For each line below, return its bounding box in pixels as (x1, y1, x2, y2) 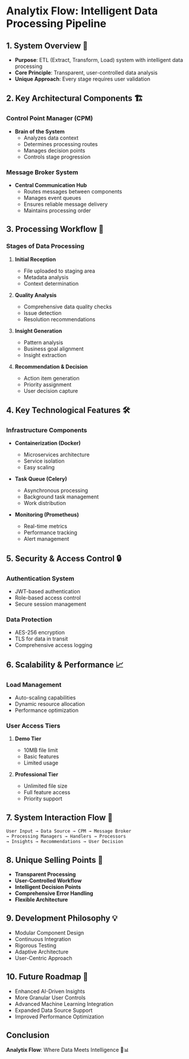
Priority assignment (23, 380, 72, 388)
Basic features (23, 753, 59, 760)
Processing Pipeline (6, 17, 107, 30)
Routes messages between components (23, 188, 122, 195)
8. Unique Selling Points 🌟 (6, 854, 103, 865)
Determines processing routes (23, 140, 98, 147)
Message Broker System (6, 168, 78, 176)
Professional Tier (14, 771, 58, 778)
